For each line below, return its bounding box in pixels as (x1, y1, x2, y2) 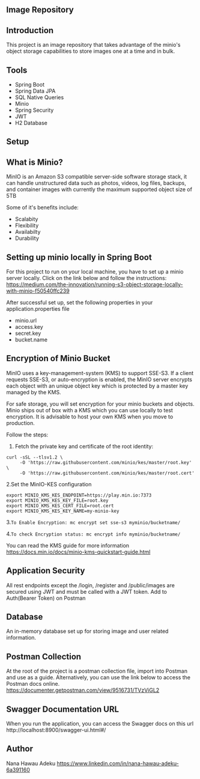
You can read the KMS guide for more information (6, 542, 130, 549)
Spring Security (14, 106, 54, 114)
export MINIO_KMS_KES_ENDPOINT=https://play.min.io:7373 (6, 492, 152, 498)
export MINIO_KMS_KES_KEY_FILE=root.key (6, 497, 109, 504)
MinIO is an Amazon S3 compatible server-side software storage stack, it (6, 173, 187, 180)
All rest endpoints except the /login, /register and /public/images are (6, 581, 175, 588)
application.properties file (6, 305, 70, 313)
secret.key (14, 330, 41, 337)
